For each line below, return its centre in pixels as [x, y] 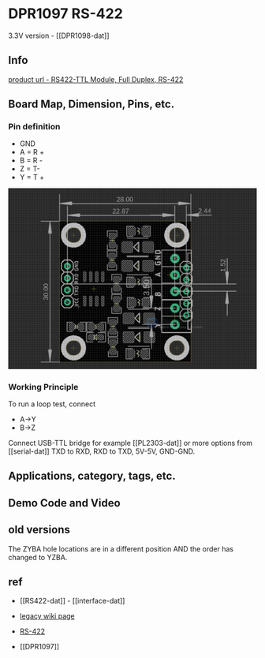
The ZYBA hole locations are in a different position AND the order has [121, 548]
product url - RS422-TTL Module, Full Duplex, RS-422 [96, 79]
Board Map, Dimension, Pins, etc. [91, 105]
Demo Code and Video [64, 503]
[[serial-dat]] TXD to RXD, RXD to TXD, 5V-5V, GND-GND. [102, 451]
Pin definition [34, 127]
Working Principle [43, 387]
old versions [39, 530]
